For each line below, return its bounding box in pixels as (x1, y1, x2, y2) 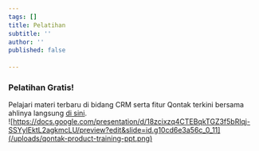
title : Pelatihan (8, 21, 66, 29)
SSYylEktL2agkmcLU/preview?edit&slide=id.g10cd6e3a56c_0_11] (8, 126, 221, 135)
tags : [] (8, 13, 37, 21)
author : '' (8, 38, 45, 46)
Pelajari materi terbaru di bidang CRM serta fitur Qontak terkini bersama (8, 100, 245, 110)
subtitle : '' (8, 29, 52, 37)
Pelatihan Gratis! (8, 82, 74, 93)
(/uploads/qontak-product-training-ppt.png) (8, 134, 153, 143)
